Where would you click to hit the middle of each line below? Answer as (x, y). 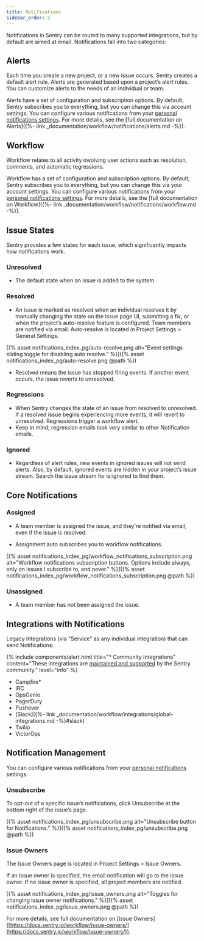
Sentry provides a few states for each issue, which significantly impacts (97, 244)
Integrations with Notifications (65, 624)
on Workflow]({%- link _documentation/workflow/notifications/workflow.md (101, 205)
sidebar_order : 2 (28, 18)
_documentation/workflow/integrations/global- (115, 714)
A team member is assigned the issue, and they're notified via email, (101, 525)
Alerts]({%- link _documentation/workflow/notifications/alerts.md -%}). (96, 126)
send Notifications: (30, 645)
